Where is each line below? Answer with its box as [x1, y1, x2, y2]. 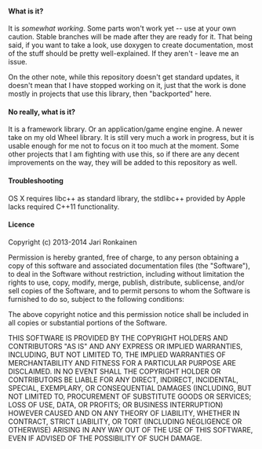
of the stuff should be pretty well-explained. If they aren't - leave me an [8, 49, 239, 58]
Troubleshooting [8, 176, 64, 185]
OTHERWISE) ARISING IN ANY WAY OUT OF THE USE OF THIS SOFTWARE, [8, 425, 253, 434]
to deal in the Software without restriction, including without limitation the [8, 269, 245, 278]
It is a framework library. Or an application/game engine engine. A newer [8, 124, 243, 134]
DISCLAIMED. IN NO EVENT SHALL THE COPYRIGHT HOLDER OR [8, 366, 221, 376]
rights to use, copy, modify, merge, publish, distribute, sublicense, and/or [8, 278, 245, 287]
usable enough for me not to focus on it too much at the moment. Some [8, 142, 239, 151]
